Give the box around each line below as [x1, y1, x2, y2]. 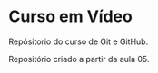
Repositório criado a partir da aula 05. [8, 53, 150, 64]
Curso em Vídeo [8, 6, 133, 27]
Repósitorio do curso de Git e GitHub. [8, 36, 149, 47]
